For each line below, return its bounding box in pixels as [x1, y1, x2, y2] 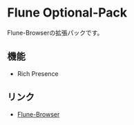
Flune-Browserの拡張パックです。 [7, 28, 104, 37]
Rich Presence [17, 69, 59, 77]
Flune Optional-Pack [7, 5, 128, 21]
